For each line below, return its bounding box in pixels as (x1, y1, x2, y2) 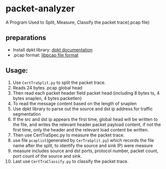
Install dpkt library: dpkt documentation (12, 46, 93, 52)
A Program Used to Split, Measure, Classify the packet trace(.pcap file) (5, 19, 150, 25)
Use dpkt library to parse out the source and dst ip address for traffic (12, 106, 153, 112)
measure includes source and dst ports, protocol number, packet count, (12, 148, 159, 154)
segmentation (12, 111, 41, 117)
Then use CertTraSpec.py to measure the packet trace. (12, 132, 125, 138)
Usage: (5, 66, 29, 75)
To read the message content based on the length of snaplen (12, 100, 137, 106)
